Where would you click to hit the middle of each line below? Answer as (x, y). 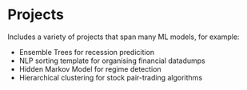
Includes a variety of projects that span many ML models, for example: (124, 37)
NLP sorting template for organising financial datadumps (112, 61)
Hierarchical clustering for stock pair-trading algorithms (111, 77)
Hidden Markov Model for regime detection (90, 68)
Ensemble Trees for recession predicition (87, 52)
